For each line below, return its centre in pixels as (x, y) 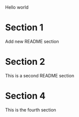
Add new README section (32, 41)
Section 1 (24, 28)
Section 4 (25, 96)
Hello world (17, 7)
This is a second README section (40, 75)
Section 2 (25, 62)
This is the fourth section (31, 109)
